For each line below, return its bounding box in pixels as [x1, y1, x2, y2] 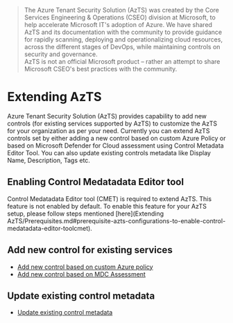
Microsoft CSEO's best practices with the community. [24, 65, 178, 73]
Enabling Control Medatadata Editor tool [7, 176, 184, 188]
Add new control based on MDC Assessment [17, 270, 146, 278]
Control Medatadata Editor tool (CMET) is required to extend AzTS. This [7, 194, 212, 203]
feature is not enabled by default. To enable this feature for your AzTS [7, 202, 207, 210]
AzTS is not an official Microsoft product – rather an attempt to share [24, 58, 221, 65]
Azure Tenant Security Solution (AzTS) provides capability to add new [7, 112, 207, 120]
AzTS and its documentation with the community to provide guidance [24, 28, 223, 36]
